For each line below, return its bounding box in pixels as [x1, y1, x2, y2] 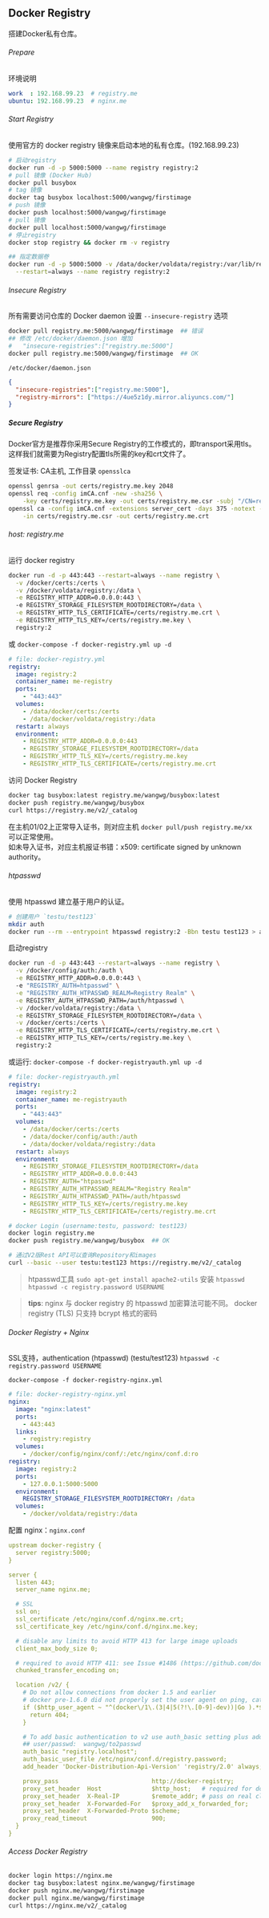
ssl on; [15, 1608, 42, 1616]
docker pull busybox [8, 178, 78, 187]
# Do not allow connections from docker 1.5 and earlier [22, 1688, 217, 1697]
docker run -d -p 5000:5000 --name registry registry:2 [8, 164, 199, 172]
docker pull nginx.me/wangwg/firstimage [8, 1894, 146, 1902]
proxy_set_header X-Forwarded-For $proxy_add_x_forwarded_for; [22, 1799, 249, 1808]
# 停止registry [8, 231, 57, 239]
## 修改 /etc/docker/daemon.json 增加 [8, 335, 134, 343]
